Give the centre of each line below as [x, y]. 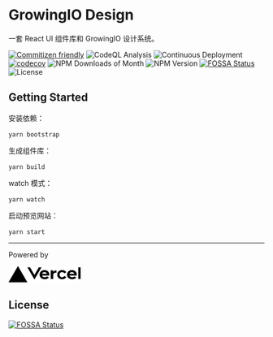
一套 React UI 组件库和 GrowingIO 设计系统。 [84, 38]
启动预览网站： [33, 215]
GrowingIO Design [71, 15]
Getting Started [48, 98]
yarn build [27, 167]
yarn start [27, 232]
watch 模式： [30, 183]
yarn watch [27, 199]
